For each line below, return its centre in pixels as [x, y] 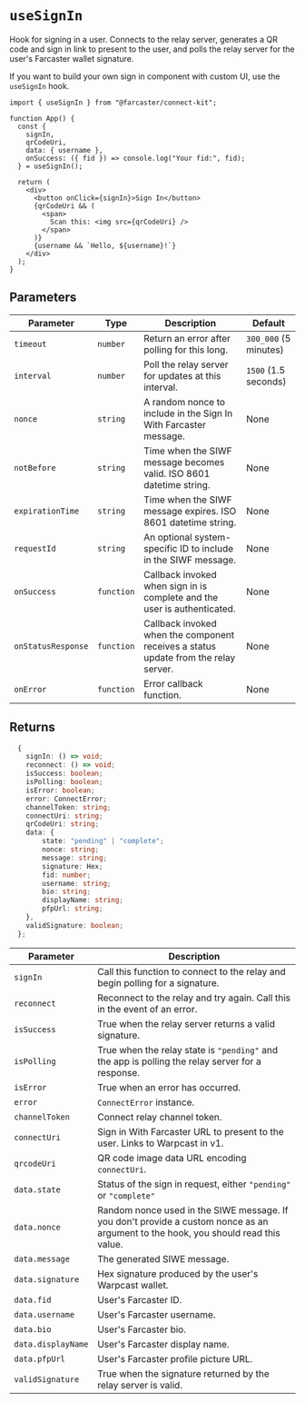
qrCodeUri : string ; [63, 824]
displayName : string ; [83, 901]
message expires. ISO [190, 511]
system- [212, 537]
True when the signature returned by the [183, 1373]
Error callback [173, 683]
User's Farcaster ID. [139, 1299]
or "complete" [126, 1195]
